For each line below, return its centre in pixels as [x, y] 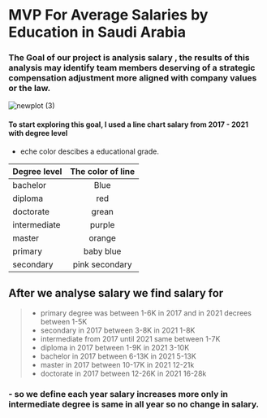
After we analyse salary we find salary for [116, 293]
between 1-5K [64, 321]
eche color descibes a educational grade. [90, 151]
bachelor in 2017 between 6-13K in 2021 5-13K [118, 356]
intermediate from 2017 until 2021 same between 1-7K [130, 338]
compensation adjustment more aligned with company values [133, 78]
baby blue [103, 251]
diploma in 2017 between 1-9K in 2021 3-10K [115, 347]
